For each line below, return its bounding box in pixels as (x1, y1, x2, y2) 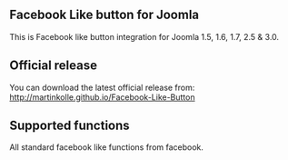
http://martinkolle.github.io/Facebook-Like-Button (9, 91, 195, 103)
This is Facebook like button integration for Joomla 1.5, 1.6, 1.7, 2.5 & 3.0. (9, 31, 280, 42)
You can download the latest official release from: (9, 82, 195, 93)
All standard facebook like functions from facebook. (9, 142, 204, 153)
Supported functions (9, 118, 130, 134)
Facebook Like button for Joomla (9, 7, 200, 23)
